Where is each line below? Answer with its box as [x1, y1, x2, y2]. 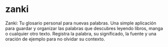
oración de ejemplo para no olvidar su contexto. [5, 36, 105, 42]
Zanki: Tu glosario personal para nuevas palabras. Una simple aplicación [5, 20, 157, 26]
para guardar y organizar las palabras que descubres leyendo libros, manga [5, 25, 163, 31]
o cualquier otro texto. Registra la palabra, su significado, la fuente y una [5, 30, 157, 36]
